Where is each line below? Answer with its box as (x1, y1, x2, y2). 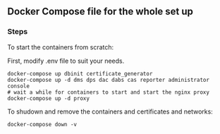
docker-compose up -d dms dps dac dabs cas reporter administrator (7, 76, 210, 83)
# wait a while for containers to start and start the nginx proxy (7, 88, 210, 96)
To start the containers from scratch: (7, 42, 114, 51)
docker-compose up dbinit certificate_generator (7, 70, 153, 77)
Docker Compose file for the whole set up (7, 6, 194, 18)
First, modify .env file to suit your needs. (7, 56, 125, 65)
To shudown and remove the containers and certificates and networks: (7, 107, 213, 116)
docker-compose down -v (7, 121, 78, 128)
